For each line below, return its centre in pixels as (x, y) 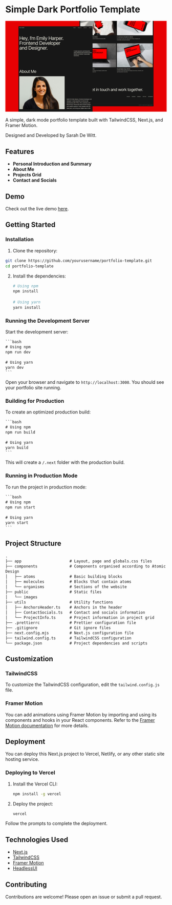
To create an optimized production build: (48, 412)
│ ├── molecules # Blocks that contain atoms (68, 582)
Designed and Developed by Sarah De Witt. (51, 135)
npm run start (20, 507)
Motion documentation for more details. (47, 725)
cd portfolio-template (29, 266)
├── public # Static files (53, 592)
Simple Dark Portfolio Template (73, 9)
